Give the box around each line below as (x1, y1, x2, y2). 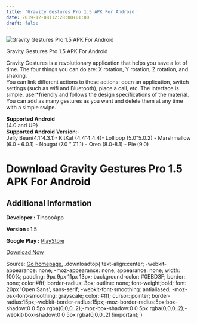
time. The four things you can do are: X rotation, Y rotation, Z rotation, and (6, 66, 189, 73)
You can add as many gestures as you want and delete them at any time (6, 97, 183, 105)
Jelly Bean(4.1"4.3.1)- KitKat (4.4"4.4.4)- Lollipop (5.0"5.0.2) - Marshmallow (6, 135, 191, 142)
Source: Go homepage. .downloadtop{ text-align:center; (6, 261, 144, 268)
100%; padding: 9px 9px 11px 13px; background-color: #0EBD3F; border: (6, 273, 186, 280)
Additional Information (6, 198, 92, 208)
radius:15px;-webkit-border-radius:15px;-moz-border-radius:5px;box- (6, 298, 178, 305)
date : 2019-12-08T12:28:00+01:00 (6, 14, 90, 20)
